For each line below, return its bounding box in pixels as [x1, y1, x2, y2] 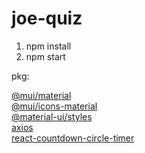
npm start [25, 50, 66, 62]
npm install [25, 40, 72, 52]
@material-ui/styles [11, 110, 93, 122]
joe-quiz [11, 7, 83, 30]
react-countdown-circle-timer [11, 132, 135, 144]
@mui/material [11, 89, 72, 101]
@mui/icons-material [11, 100, 98, 112]
